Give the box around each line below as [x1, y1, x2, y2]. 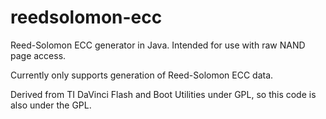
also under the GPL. [10, 99, 92, 111]
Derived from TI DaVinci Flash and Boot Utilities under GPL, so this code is [10, 88, 317, 100]
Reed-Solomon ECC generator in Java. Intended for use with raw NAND [10, 39, 306, 51]
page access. [10, 49, 67, 61]
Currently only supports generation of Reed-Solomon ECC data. [10, 69, 274, 81]
